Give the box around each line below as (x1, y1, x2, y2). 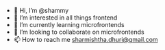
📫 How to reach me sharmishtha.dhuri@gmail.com (13, 36, 159, 43)
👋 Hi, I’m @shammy (13, 7, 69, 14)
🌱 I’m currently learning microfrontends (13, 21, 125, 28)
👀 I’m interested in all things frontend (13, 14, 118, 22)
